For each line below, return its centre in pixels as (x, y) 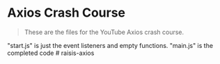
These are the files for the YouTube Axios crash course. (104, 32)
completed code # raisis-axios (51, 53)
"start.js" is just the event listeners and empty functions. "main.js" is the (110, 45)
